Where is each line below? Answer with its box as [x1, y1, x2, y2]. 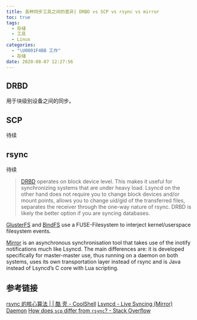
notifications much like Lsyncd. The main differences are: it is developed [6, 245, 184, 253]
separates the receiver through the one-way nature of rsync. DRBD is [20, 203, 192, 210]
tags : [6, 20, 20, 26]
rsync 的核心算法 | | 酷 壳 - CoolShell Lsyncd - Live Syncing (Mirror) [6, 300, 173, 307]
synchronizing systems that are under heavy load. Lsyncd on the [20, 184, 180, 191]
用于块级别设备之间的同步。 [6, 97, 75, 104]
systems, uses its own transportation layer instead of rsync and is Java [6, 258, 181, 265]
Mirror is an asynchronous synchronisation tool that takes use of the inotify [6, 239, 191, 246]
